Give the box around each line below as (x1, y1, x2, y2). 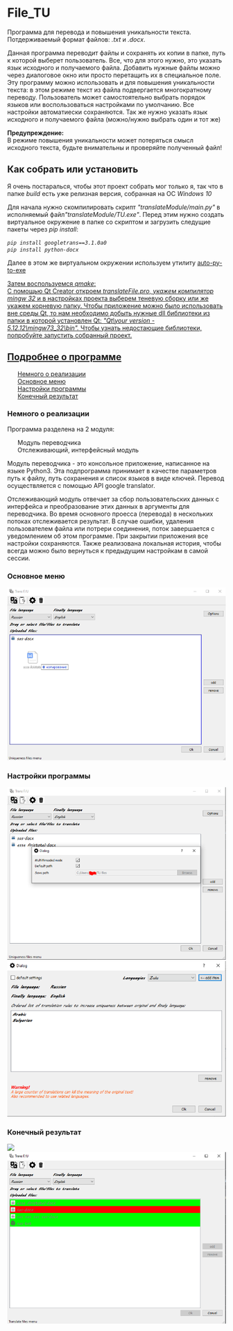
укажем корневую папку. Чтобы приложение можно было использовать (7, 301, 223, 310)
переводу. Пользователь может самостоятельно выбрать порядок (7, 92, 206, 101)
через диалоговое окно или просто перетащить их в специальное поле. (7, 71, 221, 79)
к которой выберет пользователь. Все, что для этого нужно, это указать (7, 56, 223, 64)
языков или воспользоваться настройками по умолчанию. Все (7, 100, 194, 108)
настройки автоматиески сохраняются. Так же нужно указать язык (7, 108, 208, 116)
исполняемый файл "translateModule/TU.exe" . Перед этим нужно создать (7, 210, 224, 218)
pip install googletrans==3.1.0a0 (7, 239, 107, 246)
